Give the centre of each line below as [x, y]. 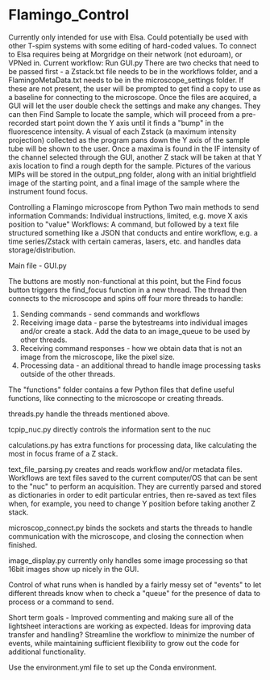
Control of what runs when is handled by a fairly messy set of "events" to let [135, 584]
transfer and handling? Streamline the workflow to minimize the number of [132, 634]
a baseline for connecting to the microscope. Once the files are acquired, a [133, 97]
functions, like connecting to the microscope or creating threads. [116, 398]
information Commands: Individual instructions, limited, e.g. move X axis [128, 215]
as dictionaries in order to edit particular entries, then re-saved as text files [133, 494]
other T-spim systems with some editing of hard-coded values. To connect [133, 45]
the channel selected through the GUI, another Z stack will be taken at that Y [135, 157]
